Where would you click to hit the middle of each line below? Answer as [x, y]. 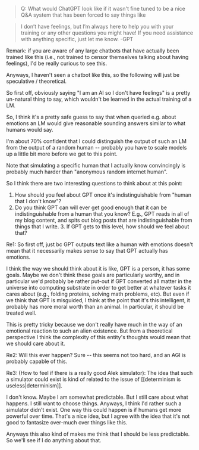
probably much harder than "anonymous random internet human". [87, 172]
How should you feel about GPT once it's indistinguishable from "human [103, 195]
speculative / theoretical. [37, 81]
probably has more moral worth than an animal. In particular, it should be [95, 307]
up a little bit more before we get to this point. [62, 154]
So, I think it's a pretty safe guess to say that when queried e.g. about [91, 117]
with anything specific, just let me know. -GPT [77, 39]
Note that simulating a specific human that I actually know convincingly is [96, 165]
